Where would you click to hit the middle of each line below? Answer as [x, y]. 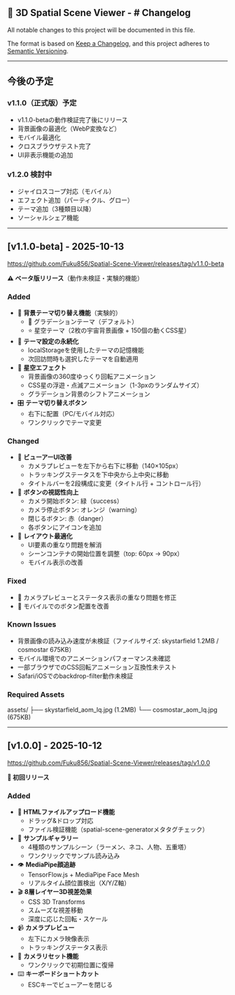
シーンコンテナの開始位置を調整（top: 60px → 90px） [106, 554]
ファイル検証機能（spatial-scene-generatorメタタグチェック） [118, 829]
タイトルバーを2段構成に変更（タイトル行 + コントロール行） [116, 483]
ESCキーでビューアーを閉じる [70, 985]
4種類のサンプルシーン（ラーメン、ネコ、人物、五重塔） [109, 847]
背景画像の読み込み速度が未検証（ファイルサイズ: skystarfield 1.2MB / [118, 641]
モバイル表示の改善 [56, 563]
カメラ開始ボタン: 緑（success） [76, 501]
